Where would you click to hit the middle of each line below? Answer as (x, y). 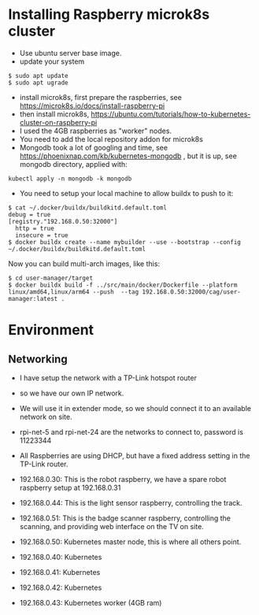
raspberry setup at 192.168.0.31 (70, 487)
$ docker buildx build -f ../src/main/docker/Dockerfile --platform (123, 285)
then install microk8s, (54, 114)
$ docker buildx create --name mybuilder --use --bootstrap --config (125, 242)
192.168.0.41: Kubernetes (60, 572)
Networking (38, 359)
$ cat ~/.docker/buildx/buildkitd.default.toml (88, 207)
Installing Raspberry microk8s (109, 15)
